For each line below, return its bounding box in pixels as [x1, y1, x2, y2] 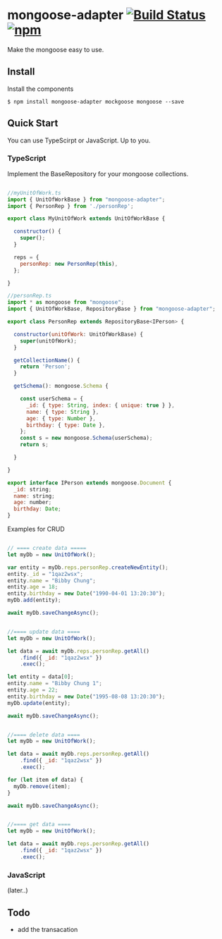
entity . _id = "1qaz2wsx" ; [7, 570, 83, 577]
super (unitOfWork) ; [20, 337, 78, 345]
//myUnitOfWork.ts [7, 189, 61, 197]
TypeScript [7, 154, 47, 164]
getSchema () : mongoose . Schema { [13, 383, 109, 390]
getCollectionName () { [13, 357, 80, 364]
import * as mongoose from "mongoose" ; [7, 299, 125, 306]
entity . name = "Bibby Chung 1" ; [7, 680, 102, 687]
